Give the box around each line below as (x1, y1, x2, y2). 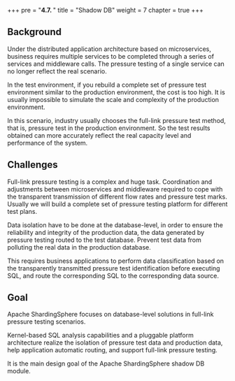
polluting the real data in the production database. (7, 243, 152, 251)
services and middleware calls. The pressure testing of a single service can (7, 59, 225, 68)
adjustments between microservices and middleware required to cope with (7, 185, 223, 193)
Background (7, 26, 62, 38)
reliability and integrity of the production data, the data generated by (7, 228, 205, 236)
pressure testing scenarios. (7, 317, 86, 326)
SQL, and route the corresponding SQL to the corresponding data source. (7, 271, 219, 280)
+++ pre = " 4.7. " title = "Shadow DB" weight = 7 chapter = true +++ (7, 6, 204, 14)
